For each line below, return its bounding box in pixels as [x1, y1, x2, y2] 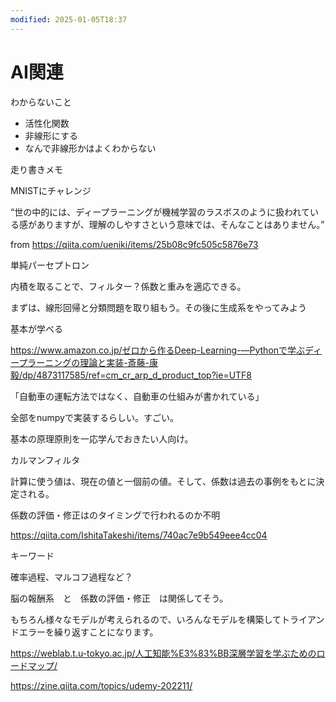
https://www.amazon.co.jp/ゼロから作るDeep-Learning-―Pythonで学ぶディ [10, 344, 323, 356]
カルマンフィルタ [10, 454, 81, 466]
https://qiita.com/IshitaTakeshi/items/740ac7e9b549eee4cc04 [10, 529, 268, 541]
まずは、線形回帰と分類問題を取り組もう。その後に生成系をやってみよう [10, 301, 308, 313]
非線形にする [24, 129, 78, 141]
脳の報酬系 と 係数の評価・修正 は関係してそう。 [10, 592, 229, 604]
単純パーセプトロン [10, 259, 90, 271]
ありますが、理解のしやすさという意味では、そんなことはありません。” [36, 218, 325, 230]
